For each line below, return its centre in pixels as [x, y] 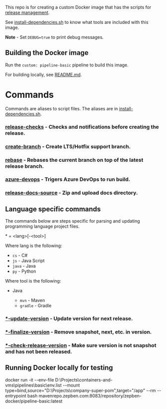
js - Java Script [28, 261]
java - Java [24, 266]
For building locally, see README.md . [43, 74]
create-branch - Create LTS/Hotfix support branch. [68, 146]
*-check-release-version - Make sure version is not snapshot [81, 345]
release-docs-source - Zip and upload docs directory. [72, 193]
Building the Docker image [47, 53]
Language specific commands [53, 209]
